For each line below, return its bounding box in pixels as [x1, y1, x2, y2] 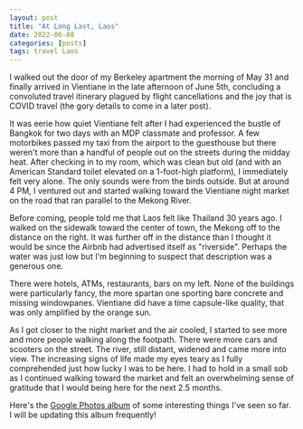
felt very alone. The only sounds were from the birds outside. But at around [9, 176, 289, 186]
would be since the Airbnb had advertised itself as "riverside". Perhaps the [9, 242, 288, 253]
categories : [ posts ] [9, 38, 88, 48]
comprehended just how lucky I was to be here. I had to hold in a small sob [9, 363, 289, 374]
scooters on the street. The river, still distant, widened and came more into [9, 344, 287, 355]
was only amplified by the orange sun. [9, 307, 152, 318]
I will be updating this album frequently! [9, 409, 156, 421]
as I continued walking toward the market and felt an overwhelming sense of [9, 373, 295, 384]
